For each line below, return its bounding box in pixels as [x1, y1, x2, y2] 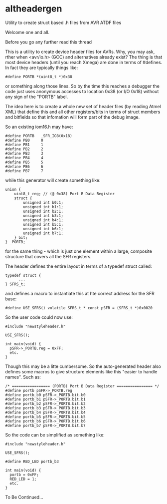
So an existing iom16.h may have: [5, 124, 73, 130]
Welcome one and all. [5, 29, 50, 35]
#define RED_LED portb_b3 [5, 459, 59, 464]
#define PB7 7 [5, 168, 43, 173]
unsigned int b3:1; [23, 213, 64, 218]
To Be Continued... [5, 494, 43, 500]
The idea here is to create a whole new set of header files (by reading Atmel [5, 103, 161, 109]
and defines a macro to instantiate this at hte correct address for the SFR [5, 290, 155, 296]
